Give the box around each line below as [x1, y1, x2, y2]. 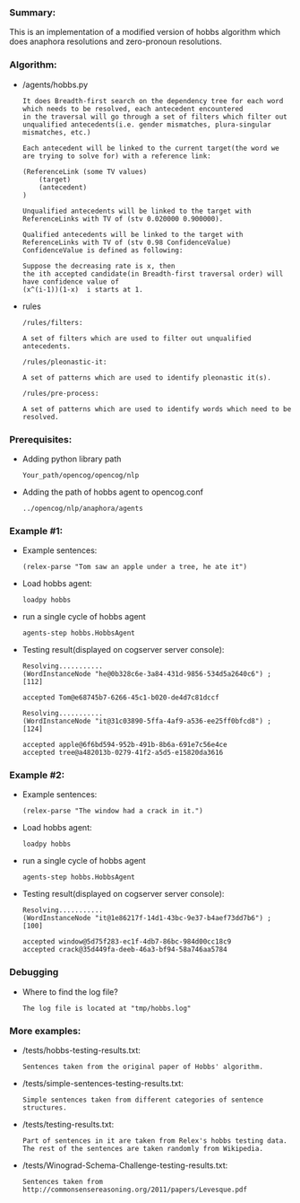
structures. [21, 1103, 67, 1112]
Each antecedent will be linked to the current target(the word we [21, 144, 279, 153]
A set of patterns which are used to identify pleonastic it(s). [21, 373, 271, 382]
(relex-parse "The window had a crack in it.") [21, 806, 203, 816]
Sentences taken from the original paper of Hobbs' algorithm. [21, 1062, 264, 1072]
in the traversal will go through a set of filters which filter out [21, 112, 288, 121]
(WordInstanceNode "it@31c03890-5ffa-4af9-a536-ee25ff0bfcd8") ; [21, 716, 271, 726]
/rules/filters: [21, 318, 83, 327]
